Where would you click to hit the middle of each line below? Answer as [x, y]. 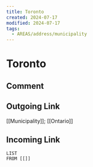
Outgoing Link [33, 107]
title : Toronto [25, 12]
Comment [25, 86]
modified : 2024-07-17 [33, 23]
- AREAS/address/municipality [49, 34]
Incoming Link [33, 140]
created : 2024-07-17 [32, 17]
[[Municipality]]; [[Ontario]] [40, 121]
